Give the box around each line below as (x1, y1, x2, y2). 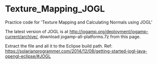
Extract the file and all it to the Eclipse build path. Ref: (5, 43, 113, 49)
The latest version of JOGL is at (5, 28, 69, 34)
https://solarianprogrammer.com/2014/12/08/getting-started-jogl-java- (5, 48, 147, 54)
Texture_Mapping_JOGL (5, 3, 105, 14)
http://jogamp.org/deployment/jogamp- (69, 28, 149, 34)
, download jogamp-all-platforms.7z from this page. (37, 34, 141, 39)
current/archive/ (5, 34, 38, 39)
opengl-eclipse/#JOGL (5, 53, 51, 59)
